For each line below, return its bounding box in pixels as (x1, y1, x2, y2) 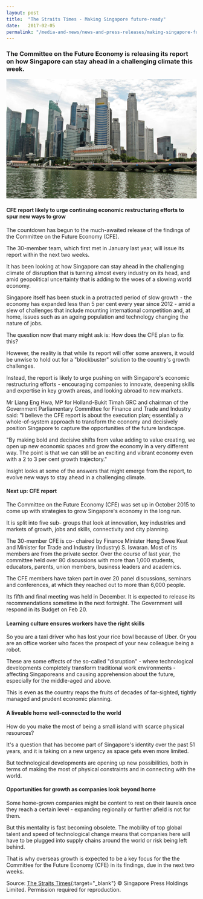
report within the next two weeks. (6, 251, 89, 258)
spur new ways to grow (6, 213, 66, 221)
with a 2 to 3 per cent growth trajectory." (6, 455, 108, 463)
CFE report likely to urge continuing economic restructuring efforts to (6, 207, 184, 214)
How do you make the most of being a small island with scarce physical (6, 723, 184, 730)
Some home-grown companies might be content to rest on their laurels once (6, 799, 197, 806)
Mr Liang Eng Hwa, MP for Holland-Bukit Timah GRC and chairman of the (6, 399, 188, 406)
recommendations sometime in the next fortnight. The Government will (6, 600, 182, 607)
